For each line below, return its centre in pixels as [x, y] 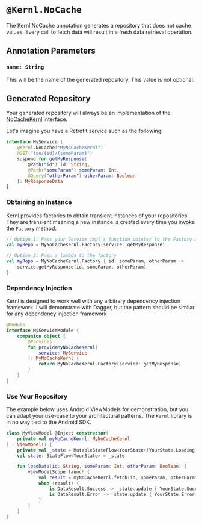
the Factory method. [32, 228]
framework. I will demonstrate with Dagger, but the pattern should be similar [100, 308]
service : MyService [63, 353]
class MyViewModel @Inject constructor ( [58, 433]
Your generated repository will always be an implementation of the [88, 113]
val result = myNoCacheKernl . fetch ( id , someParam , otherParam [118, 478]
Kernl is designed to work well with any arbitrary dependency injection [93, 301]
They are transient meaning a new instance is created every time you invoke [101, 222]
